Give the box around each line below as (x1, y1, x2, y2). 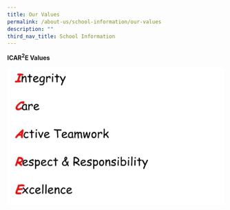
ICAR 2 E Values (7, 52, 50, 62)
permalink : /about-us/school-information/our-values (7, 18, 162, 25)
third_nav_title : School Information (7, 33, 116, 40)
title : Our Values (7, 11, 60, 18)
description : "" (7, 25, 54, 32)
